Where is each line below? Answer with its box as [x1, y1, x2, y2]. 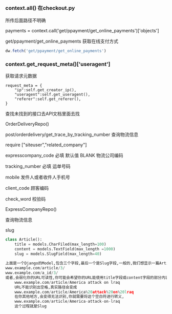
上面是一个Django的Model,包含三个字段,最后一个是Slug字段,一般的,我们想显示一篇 [5, 261, 160, 266]
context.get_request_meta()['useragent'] [5, 61, 111, 68]
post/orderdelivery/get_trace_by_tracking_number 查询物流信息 [5, 131, 139, 138]
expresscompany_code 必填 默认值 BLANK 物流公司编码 [5, 152, 124, 158]
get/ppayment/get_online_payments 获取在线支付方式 [5, 38, 119, 44]
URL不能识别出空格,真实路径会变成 [14, 284, 77, 290]
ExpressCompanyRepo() [5, 206, 57, 212]
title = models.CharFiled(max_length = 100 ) [14, 242, 106, 247]
